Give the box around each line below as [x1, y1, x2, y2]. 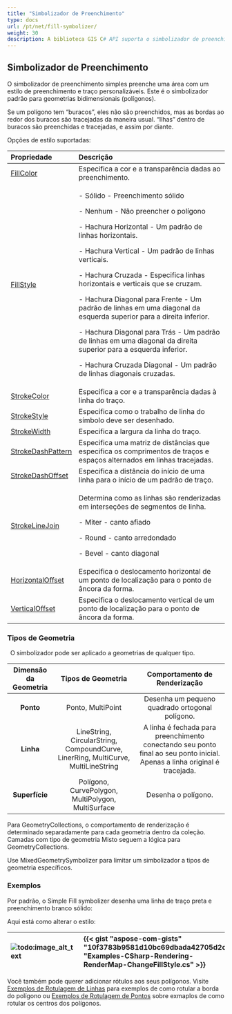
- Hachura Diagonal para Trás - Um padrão [78, 327, 220, 337]
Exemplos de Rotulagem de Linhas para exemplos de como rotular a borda [7, 984, 220, 993]
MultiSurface [72, 803, 115, 813]
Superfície [12, 790, 48, 800]
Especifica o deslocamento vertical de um [78, 595, 215, 605]
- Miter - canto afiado [78, 517, 151, 527]
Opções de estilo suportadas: [7, 135, 91, 144]
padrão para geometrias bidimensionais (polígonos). [7, 94, 157, 102]
